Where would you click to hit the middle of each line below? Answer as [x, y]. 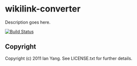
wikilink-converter [43, 9]
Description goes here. [28, 22]
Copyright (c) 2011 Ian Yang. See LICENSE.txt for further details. [69, 58]
